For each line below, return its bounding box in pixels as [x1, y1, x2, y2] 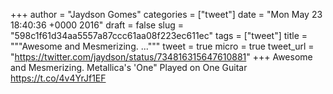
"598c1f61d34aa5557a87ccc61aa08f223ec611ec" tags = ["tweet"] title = [10, 30, 308, 41]
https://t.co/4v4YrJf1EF [10, 72, 107, 84]
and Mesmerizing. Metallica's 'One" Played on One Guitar [10, 62, 248, 73]
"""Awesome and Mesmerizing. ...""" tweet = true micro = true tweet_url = [10, 40, 315, 52]
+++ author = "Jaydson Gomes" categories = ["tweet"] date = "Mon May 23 [10, 9, 323, 20]
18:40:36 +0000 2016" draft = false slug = [10, 19, 184, 31]
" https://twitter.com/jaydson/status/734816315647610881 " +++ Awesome [10, 51, 313, 63]
